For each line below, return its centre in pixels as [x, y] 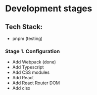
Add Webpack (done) [34, 62]
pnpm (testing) [27, 38]
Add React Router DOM [36, 83]
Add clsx [21, 88]
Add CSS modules [31, 72]
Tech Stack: [24, 27]
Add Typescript [28, 67]
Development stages [49, 9]
